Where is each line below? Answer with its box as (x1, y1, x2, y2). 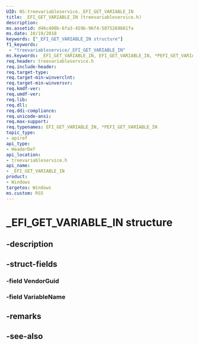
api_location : (6, 151, 41, 157)
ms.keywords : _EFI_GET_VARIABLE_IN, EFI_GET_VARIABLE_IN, (6, 53, 152, 59)
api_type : (6, 140, 31, 147)
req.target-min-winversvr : (6, 80, 73, 86)
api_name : (6, 163, 31, 169)
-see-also (6, 331, 43, 341)
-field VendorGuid (6, 277, 59, 285)
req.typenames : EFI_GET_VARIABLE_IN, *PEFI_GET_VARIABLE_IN (6, 124, 158, 130)
